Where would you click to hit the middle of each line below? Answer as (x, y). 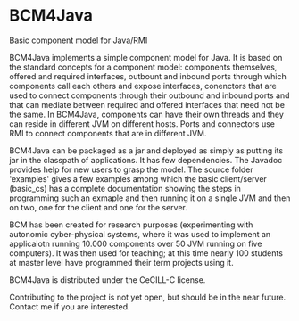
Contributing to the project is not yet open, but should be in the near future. (148, 297)
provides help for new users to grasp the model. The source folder (132, 169)
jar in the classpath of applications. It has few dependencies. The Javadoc (146, 160)
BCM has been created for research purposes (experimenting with (131, 225)
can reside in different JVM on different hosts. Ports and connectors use (142, 123)
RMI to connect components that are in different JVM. (108, 133)
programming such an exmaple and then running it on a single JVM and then (150, 198)
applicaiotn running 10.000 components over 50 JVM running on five (136, 243)
